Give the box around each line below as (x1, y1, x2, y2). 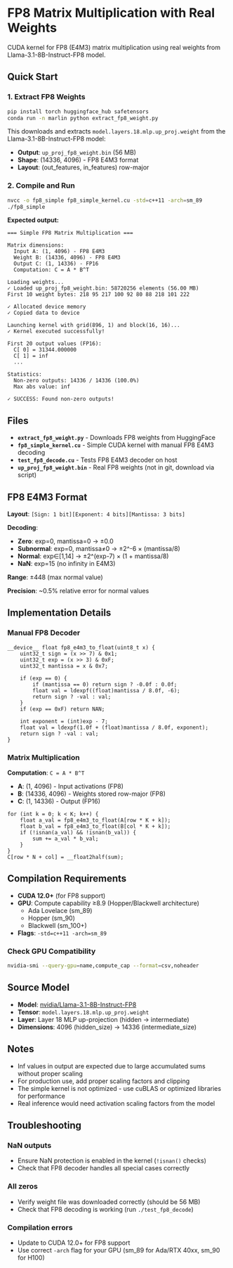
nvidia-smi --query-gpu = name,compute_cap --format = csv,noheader (7, 962, 199, 969)
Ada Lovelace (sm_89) (27, 906, 93, 914)
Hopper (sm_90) (27, 914, 76, 922)
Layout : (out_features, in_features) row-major (17, 163, 149, 172)
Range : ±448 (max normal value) (7, 573, 103, 581)
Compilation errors (7, 1222, 73, 1232)
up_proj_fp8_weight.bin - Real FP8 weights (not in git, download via (17, 463, 215, 472)
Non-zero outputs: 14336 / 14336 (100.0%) (13, 377, 140, 384)
